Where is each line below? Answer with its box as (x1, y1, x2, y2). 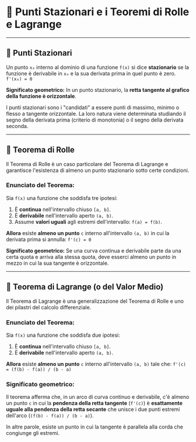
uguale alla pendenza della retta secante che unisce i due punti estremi (6, 406, 180, 413)
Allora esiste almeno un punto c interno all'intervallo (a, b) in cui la (6, 229, 170, 236)
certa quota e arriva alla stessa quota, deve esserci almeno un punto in (6, 253, 177, 260)
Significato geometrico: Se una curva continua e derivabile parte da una (6, 247, 182, 254)
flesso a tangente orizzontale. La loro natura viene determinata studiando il (6, 110, 186, 117)
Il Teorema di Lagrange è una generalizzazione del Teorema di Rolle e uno (6, 298, 184, 305)
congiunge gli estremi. (6, 430, 60, 437)
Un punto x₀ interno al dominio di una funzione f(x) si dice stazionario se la (6, 64, 190, 71)
